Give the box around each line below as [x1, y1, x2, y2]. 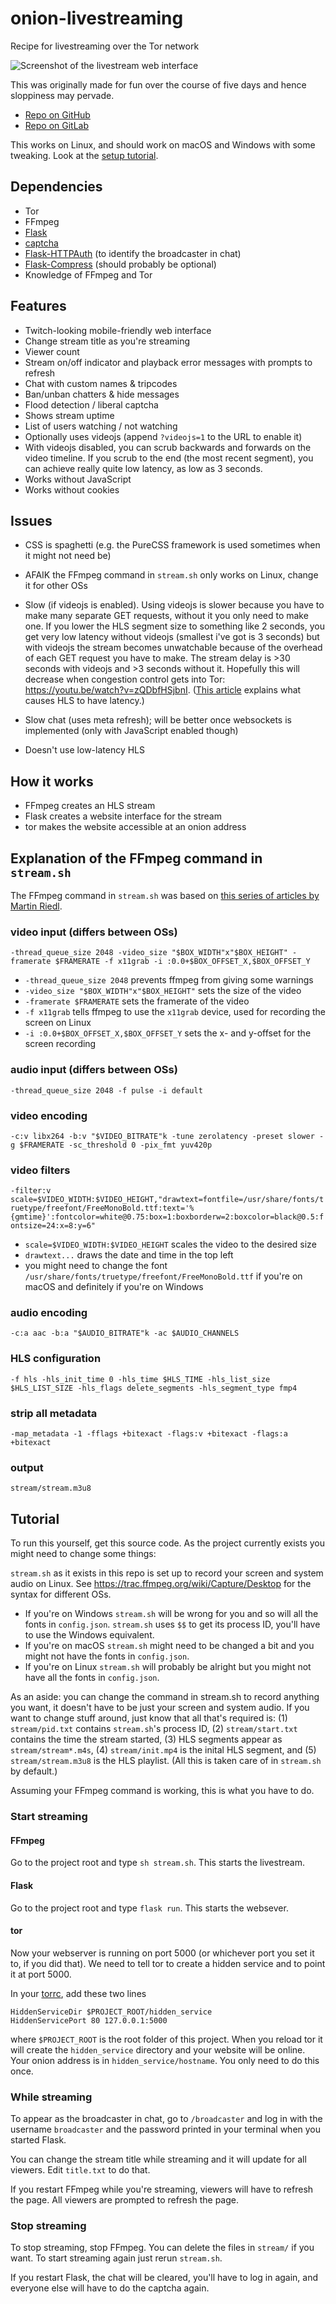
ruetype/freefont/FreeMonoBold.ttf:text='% [10, 1203, 195, 1214]
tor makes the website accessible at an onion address [24, 821, 247, 833]
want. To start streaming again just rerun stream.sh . [10, 2252, 223, 2264]
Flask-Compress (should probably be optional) [24, 258, 217, 270]
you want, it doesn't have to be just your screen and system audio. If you [10, 1702, 310, 1714]
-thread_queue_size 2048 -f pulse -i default [10, 1085, 203, 1096]
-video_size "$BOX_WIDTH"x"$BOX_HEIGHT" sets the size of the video [24, 985, 302, 997]
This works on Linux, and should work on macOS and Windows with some [10, 138, 316, 151]
